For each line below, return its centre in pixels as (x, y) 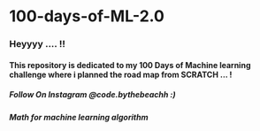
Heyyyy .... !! (38, 44)
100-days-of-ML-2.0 (87, 16)
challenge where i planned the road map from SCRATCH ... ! (121, 74)
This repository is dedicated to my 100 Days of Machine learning (130, 65)
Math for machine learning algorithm (79, 117)
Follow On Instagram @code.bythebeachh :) (92, 95)
